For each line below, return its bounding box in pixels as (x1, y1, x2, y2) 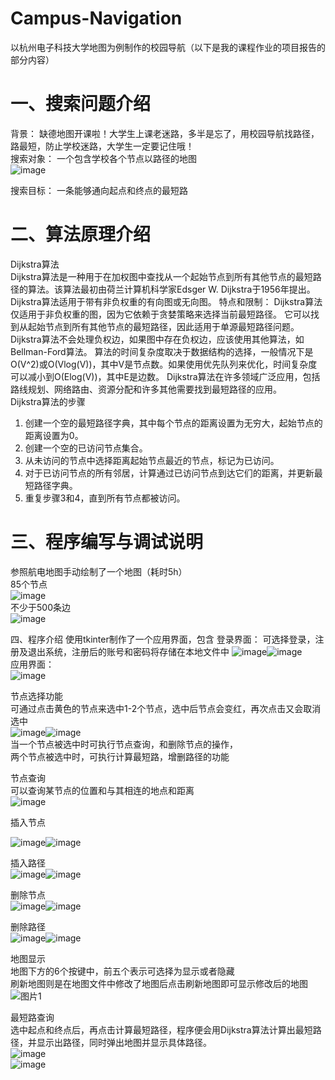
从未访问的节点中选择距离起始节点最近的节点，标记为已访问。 (24, 454, 280, 466)
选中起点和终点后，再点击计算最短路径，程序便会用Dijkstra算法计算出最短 (10, 1023, 313, 1036)
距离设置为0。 (24, 429, 84, 441)
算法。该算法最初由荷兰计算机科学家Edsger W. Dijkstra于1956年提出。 (27, 283, 316, 295)
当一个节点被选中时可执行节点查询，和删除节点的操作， (10, 738, 238, 750)
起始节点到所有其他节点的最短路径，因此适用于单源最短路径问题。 (27, 320, 300, 332)
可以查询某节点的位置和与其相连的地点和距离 (10, 784, 195, 796)
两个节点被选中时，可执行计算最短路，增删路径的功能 (10, 750, 230, 762)
